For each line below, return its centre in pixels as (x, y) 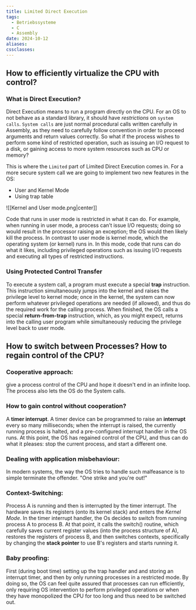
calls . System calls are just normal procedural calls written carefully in (92, 124)
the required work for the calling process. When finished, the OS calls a (92, 309)
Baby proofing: (28, 558)
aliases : (17, 44)
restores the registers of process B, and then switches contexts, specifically (98, 537)
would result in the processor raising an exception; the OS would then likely (97, 232)
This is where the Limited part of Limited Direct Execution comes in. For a (94, 167)
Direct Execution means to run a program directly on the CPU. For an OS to (96, 112)
